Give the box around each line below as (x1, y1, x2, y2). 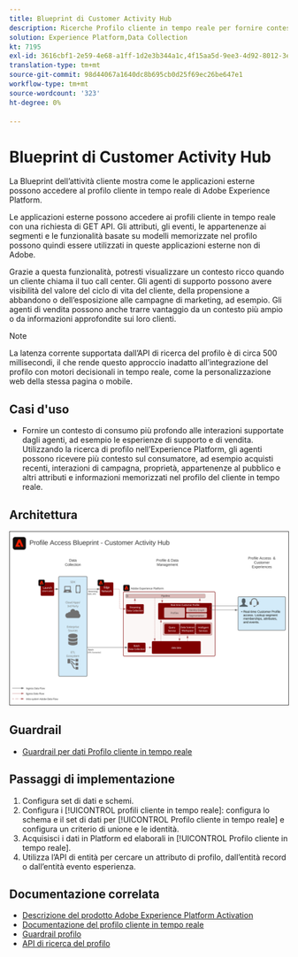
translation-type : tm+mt (9, 61, 101, 70)
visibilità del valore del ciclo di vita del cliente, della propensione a (9, 286, 250, 296)
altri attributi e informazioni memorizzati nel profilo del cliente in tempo (21, 472, 280, 483)
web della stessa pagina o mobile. (9, 376, 133, 387)
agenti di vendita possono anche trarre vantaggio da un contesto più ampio (9, 304, 284, 315)
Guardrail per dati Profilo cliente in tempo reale (21, 746, 193, 756)
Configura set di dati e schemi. (21, 795, 134, 806)
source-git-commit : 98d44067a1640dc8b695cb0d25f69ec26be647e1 (9, 71, 243, 80)
